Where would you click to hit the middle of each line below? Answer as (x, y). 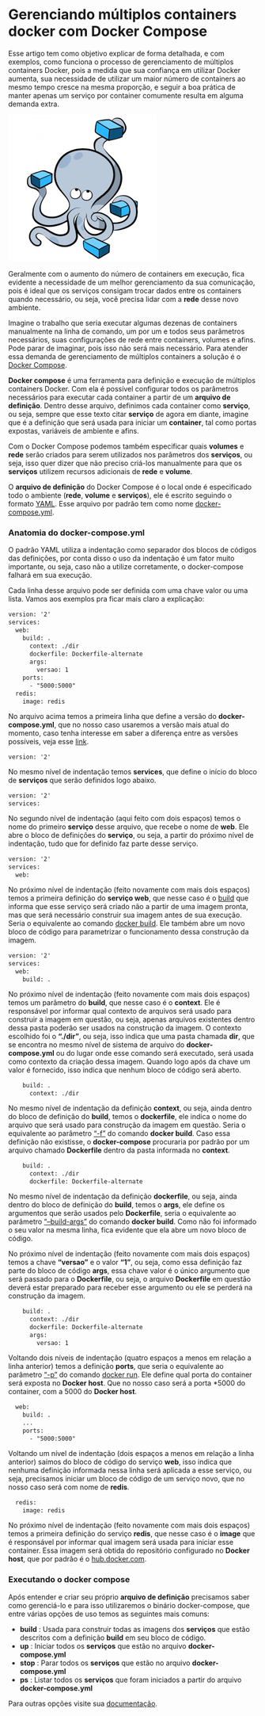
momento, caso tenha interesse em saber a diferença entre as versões (123, 733)
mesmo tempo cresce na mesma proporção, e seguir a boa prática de (122, 87)
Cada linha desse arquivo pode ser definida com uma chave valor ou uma (128, 590)
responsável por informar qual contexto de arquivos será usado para (120, 1011)
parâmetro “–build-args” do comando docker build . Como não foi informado (132, 1221)
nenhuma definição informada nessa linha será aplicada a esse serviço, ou (130, 1470)
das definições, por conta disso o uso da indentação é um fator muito (121, 558)
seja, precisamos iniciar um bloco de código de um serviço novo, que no (127, 1479)
